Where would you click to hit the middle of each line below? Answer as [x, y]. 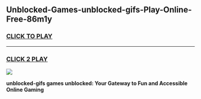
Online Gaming [25, 89]
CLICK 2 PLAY [27, 59]
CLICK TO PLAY [29, 37]
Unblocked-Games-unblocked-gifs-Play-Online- [99, 10]
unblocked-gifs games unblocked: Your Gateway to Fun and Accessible [97, 83]
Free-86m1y [29, 19]
